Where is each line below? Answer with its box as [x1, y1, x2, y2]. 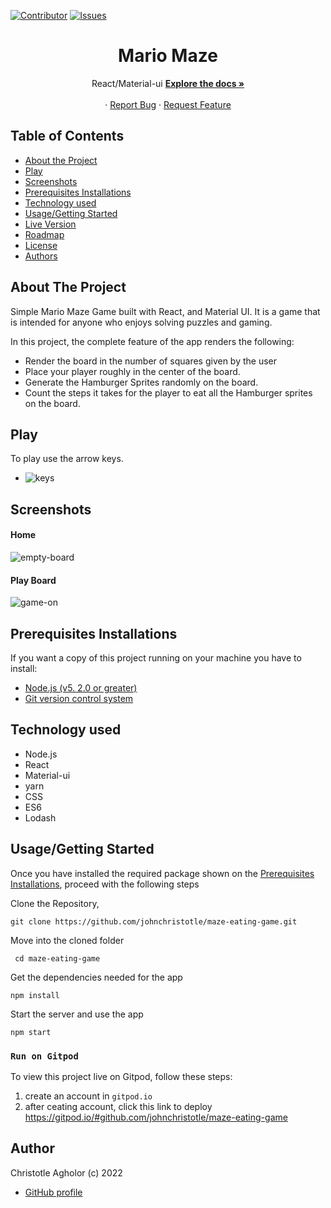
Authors [24, 250, 58, 262]
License [24, 239, 58, 251]
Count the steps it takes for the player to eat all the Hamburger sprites [24, 386, 313, 399]
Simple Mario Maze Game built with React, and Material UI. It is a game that [10, 305, 321, 317]
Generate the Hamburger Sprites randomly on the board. [24, 376, 259, 388]
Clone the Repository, [10, 897, 100, 909]
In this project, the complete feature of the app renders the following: [10, 335, 295, 347]
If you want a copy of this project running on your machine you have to [10, 651, 302, 664]
